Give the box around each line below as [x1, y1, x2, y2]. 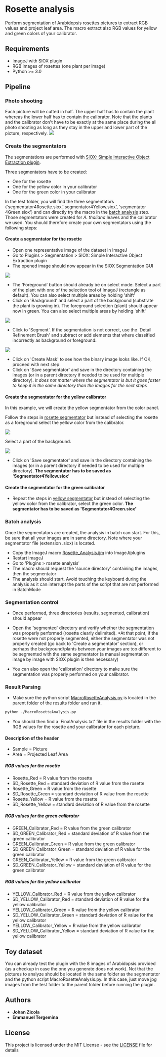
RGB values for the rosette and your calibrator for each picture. [12, 724, 141, 730]
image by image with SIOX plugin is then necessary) [12, 656, 119, 662]
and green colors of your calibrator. [5, 30, 78, 36]
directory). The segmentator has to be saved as [12, 468, 111, 474]
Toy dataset [5, 947, 42, 956]
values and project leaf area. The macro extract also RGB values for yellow [5, 25, 157, 31]
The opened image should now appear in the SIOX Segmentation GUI [12, 263, 154, 269]
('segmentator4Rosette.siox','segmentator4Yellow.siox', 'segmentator [5, 204, 147, 210]
